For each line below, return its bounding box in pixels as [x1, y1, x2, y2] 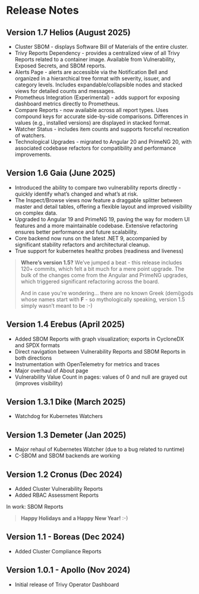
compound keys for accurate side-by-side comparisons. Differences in [14, 113, 188, 120]
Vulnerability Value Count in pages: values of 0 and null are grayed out [14, 373, 188, 380]
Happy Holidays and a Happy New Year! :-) [20, 515, 128, 522]
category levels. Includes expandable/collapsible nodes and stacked [14, 81, 182, 88]
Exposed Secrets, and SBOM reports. [14, 62, 106, 69]
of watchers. [14, 132, 46, 139]
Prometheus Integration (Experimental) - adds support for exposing [14, 94, 180, 101]
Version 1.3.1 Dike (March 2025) [6, 397, 126, 407]
